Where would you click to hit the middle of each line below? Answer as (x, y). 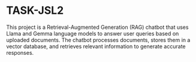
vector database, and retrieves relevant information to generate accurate (96, 46)
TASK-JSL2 (35, 11)
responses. (20, 52)
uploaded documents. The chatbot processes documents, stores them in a (98, 40)
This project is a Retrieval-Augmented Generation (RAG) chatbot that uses (97, 27)
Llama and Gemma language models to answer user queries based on (93, 33)
